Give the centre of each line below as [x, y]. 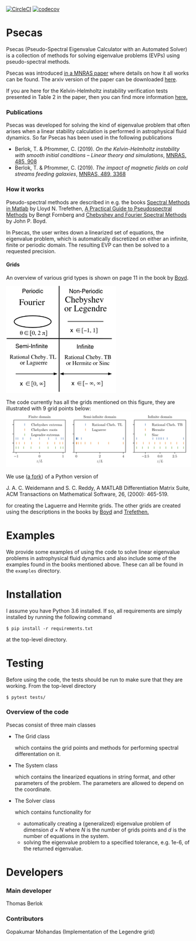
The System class [36, 765]
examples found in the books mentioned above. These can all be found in [95, 564]
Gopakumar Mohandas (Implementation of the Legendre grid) [81, 932]
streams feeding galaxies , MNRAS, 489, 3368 [70, 174]
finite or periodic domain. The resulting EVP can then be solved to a [88, 245]
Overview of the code [38, 712]
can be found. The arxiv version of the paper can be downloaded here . [92, 79]
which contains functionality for [53, 812]
